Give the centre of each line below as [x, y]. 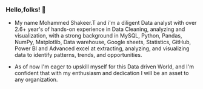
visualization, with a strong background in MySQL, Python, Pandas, [98, 36]
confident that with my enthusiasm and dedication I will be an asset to [101, 73]
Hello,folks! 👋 [26, 10]
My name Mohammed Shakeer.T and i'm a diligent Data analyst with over [105, 23]
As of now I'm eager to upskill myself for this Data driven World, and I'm [104, 67]
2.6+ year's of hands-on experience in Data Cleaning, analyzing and [100, 29]
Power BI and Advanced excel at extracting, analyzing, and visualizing [102, 48]
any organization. [36, 80]
